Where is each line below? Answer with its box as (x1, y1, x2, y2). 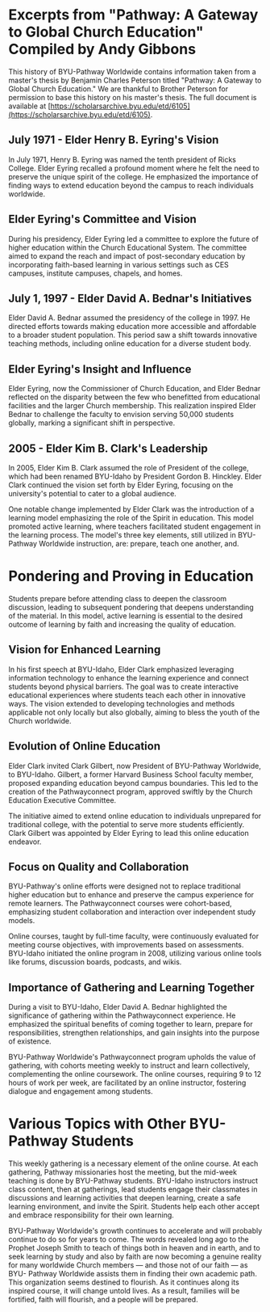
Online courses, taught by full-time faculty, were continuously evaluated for (8, 931, 260, 941)
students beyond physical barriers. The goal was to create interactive (8, 681, 239, 691)
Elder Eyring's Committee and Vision (8, 213, 197, 226)
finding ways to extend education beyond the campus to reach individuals (8, 180, 254, 190)
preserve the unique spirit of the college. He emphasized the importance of (8, 171, 259, 181)
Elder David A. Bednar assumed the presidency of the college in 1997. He (8, 313, 251, 323)
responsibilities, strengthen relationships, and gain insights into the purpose (8, 1028, 260, 1038)
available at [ (8, 101, 51, 111)
